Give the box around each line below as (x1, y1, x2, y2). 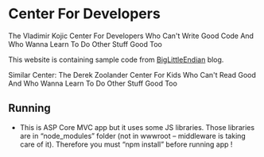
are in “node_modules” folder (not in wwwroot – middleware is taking (19, 131, 247, 140)
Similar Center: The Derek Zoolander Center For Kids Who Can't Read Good (8, 70, 257, 79)
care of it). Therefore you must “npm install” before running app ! (19, 140, 233, 149)
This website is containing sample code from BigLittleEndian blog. (8, 55, 224, 64)
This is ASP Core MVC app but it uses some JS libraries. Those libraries (19, 122, 255, 132)
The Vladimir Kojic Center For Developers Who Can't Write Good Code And (8, 31, 254, 40)
